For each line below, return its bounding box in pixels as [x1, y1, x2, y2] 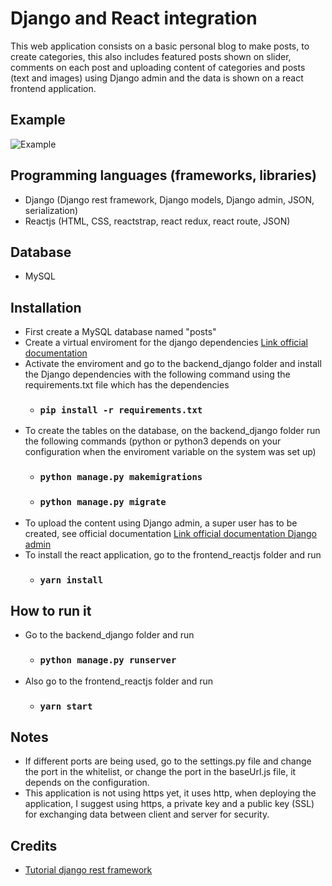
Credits [10, 837, 58, 854]
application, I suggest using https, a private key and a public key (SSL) [24, 798, 315, 810]
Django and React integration [10, 7, 258, 30]
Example [10, 112, 66, 129]
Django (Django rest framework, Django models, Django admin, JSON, [24, 193, 315, 206]
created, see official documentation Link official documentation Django [24, 527, 318, 539]
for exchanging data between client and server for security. [24, 808, 270, 821]
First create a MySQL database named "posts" [24, 326, 217, 338]
